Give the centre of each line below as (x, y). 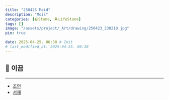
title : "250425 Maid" (28, 10)
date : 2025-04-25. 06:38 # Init (39, 42)
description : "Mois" (27, 14)
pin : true (16, 33)
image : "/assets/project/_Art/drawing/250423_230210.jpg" (67, 28)
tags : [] (14, 24)
